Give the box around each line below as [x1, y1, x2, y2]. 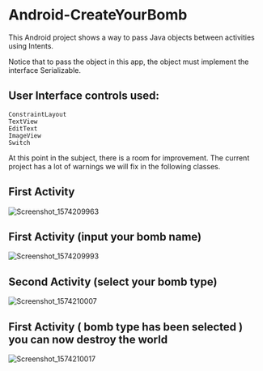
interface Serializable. [8, 65, 82, 75]
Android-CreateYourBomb [8, 6, 188, 24]
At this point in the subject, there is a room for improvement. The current [8, 152, 250, 163]
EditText [8, 124, 38, 133]
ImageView [8, 131, 42, 139]
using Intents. [8, 41, 54, 50]
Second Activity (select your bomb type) [8, 275, 218, 288]
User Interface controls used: [8, 89, 160, 103]
